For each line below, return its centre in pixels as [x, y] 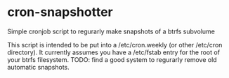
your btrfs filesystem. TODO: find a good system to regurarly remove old [112, 59]
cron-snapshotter [60, 12]
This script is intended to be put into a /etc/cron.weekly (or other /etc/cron [115, 45]
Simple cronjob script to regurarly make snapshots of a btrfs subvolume [111, 31]
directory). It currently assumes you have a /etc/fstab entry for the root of [113, 52]
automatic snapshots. [39, 67]
